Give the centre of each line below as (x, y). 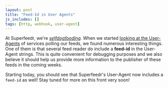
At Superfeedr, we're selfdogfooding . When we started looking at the (77, 38)
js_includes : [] (22, 19)
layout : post (19, 10)
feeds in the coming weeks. (34, 65)
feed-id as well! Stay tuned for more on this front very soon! (67, 80)
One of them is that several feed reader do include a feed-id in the (74, 49)
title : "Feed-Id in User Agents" (40, 15)
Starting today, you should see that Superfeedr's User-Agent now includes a (84, 75)
